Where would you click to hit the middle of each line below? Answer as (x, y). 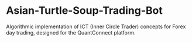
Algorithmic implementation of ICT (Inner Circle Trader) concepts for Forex (96, 26)
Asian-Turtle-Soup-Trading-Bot (84, 11)
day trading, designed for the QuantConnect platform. (71, 32)
